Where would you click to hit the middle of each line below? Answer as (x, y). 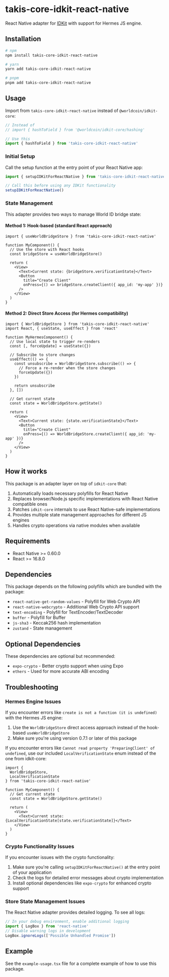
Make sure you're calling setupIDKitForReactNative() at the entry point (86, 867)
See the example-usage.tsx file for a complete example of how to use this (81, 963)
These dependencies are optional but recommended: (60, 656)
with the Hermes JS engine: (34, 718)
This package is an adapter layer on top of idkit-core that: (66, 483)
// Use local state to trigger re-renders (55, 341)
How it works (26, 471)
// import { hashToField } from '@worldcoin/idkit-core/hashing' (75, 130)
